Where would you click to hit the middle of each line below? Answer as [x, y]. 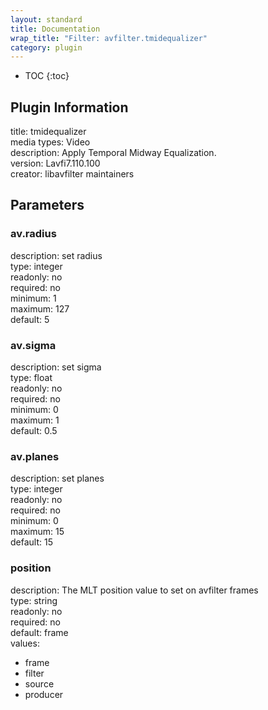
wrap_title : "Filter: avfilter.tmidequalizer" [109, 38]
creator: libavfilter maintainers [72, 174]
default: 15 [31, 542]
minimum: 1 [33, 298]
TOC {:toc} [47, 76]
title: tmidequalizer [48, 132]
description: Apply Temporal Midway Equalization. [113, 153]
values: [25, 643]
